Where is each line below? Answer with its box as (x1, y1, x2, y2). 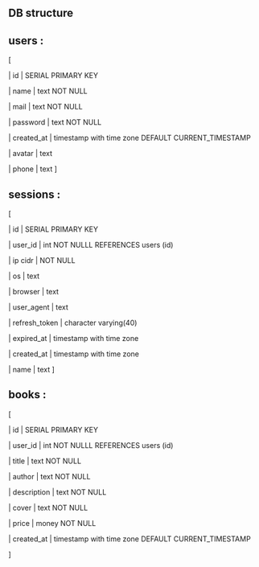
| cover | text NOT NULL (8, 503, 88, 512)
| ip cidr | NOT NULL (8, 256, 76, 265)
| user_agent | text (8, 302, 68, 312)
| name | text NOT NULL (8, 86, 88, 96)
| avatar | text (8, 149, 53, 158)
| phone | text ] (8, 164, 58, 174)
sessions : (8, 187, 61, 201)
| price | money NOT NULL (8, 518, 97, 528)
